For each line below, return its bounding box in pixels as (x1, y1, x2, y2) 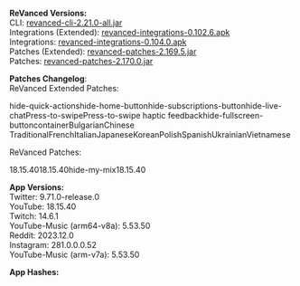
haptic (142, 110, 166, 120)
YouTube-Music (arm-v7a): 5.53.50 (9, 249, 140, 260)
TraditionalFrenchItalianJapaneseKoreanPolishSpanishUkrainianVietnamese (9, 129, 291, 139)
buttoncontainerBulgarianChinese (9, 119, 136, 130)
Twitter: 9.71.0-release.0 (9, 192, 99, 202)
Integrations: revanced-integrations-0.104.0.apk (9, 36, 187, 47)
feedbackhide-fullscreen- (167, 110, 264, 120)
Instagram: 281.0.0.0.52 (9, 240, 97, 250)
